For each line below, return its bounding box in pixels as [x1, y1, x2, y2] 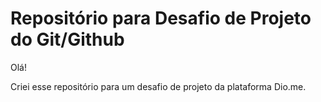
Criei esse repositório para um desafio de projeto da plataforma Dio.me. [10, 80, 307, 92]
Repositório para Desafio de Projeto [10, 7, 312, 30]
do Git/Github [10, 28, 125, 51]
